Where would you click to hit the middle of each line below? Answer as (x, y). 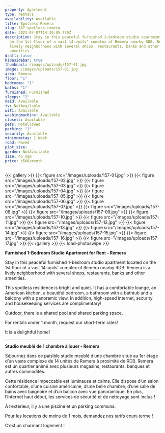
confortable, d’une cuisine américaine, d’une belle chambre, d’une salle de (80, 386)
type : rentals (20, 14)
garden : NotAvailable (27, 152)
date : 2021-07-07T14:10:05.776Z (38, 33)
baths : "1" (16, 88)
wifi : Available (22, 111)
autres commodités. (25, 371)
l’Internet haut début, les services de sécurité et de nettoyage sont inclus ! (80, 397)
